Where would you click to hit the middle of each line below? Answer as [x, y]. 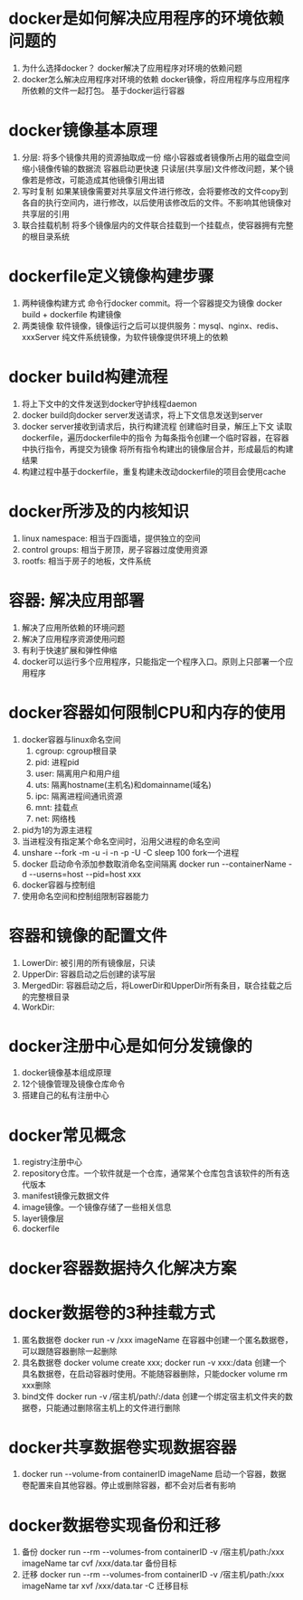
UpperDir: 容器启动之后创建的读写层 [88, 974]
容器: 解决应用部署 [76, 600]
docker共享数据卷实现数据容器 [123, 1447]
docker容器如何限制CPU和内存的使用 [147, 712]
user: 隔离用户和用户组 [77, 773]
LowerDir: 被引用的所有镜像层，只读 [88, 962]
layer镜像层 [43, 1218]
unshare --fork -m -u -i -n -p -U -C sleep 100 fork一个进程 [130, 852]
